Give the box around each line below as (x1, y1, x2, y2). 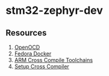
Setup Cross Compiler (14, 63, 70, 70)
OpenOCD (14, 43, 40, 51)
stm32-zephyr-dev (5, 4, 104, 17)
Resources (5, 28, 47, 38)
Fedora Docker (14, 50, 52, 57)
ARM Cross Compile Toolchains (14, 57, 93, 63)
